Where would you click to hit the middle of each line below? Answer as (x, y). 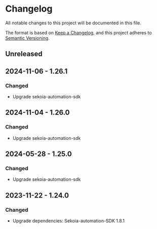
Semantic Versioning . (27, 38)
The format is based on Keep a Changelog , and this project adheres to (78, 32)
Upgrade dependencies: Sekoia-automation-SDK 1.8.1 (69, 221)
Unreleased (24, 54)
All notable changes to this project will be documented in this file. (73, 23)
